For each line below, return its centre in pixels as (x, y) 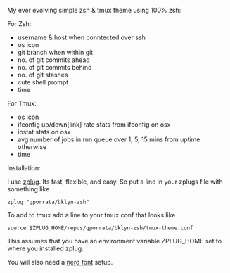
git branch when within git (55, 52)
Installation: (24, 168)
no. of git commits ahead (53, 60)
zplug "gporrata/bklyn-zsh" (49, 202)
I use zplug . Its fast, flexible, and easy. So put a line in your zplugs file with (115, 182)
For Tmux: (22, 103)
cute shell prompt (43, 82)
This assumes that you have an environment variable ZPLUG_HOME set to (115, 241)
